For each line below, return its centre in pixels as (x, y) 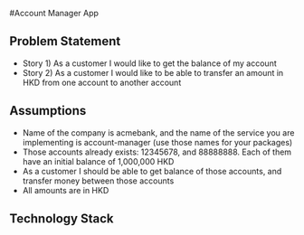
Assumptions (48, 111)
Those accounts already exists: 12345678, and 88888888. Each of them (157, 152)
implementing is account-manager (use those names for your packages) (157, 142)
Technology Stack (62, 219)
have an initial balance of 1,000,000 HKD (98, 161)
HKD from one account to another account (102, 82)
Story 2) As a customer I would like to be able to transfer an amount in (153, 72)
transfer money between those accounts (98, 181)
